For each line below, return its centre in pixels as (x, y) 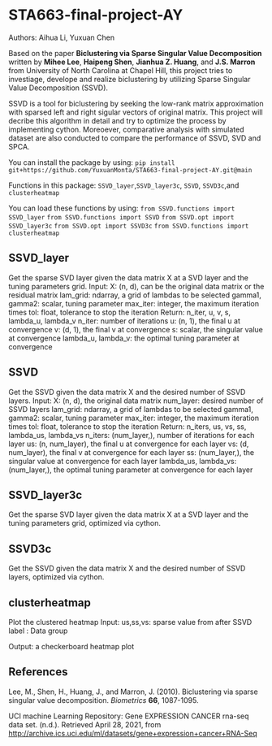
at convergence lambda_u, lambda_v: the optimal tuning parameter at (124, 338)
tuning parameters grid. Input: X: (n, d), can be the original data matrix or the (136, 286)
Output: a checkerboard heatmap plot (71, 646)
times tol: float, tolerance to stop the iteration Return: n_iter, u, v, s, (120, 312)
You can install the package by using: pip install (92, 162)
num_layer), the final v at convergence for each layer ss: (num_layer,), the (131, 452)
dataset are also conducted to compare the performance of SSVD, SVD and (135, 138)
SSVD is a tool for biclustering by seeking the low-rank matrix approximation (136, 103)
